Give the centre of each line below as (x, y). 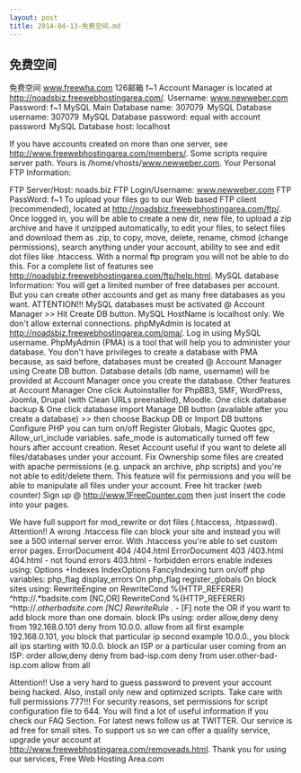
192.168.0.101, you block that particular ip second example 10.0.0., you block (150, 637)
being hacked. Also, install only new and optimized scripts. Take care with (146, 692)
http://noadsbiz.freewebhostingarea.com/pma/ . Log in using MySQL (136, 333)
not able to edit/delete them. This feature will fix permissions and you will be (150, 476)
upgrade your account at (55, 740)
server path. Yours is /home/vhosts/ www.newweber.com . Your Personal (142, 163)
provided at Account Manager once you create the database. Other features (150, 381)
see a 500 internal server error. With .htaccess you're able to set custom (143, 541)
